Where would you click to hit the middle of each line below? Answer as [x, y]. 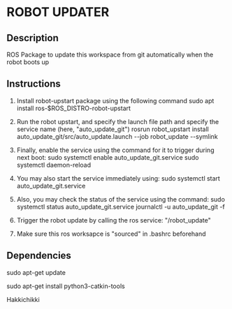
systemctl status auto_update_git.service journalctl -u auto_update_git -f [121, 206]
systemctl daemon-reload [54, 165]
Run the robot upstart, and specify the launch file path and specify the [118, 121]
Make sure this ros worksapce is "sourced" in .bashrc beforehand [111, 234]
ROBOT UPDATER [58, 12]
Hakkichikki [23, 299]
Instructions [34, 84]
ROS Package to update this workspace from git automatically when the [110, 54]
